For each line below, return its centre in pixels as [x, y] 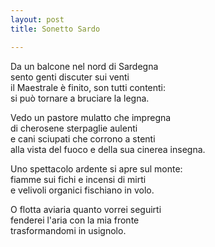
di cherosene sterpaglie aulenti [74, 128]
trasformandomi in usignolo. [68, 230]
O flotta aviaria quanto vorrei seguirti [86, 209]
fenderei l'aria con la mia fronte [75, 220]
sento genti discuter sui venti [70, 77]
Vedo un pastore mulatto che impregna [91, 117]
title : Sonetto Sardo [55, 29]
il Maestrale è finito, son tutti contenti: [88, 87]
